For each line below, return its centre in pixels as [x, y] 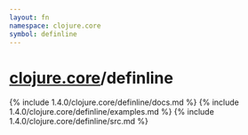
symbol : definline [43, 34]
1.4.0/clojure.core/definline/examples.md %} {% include [112, 112]
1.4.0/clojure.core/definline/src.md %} [79, 122]
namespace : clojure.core [55, 26]
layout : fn [29, 17]
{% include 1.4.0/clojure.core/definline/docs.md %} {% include [124, 102]
